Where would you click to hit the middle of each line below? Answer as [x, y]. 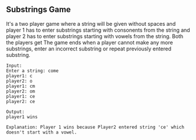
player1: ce [20, 96]
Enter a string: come [32, 71]
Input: [14, 66]
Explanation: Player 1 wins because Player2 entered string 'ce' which [95, 127]
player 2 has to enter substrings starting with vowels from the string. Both [95, 36]
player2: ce [20, 101]
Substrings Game [39, 10]
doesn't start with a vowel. [42, 132]
